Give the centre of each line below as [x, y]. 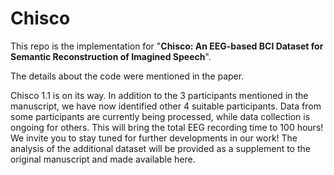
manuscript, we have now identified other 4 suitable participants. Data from [166, 106]
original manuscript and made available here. [103, 159]
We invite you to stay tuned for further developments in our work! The [154, 138]
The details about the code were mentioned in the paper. [127, 76]
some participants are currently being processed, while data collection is [160, 116]
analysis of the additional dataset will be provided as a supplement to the [160, 148]
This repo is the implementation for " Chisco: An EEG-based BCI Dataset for [167, 46]
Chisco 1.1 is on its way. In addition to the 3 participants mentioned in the [159, 95]
